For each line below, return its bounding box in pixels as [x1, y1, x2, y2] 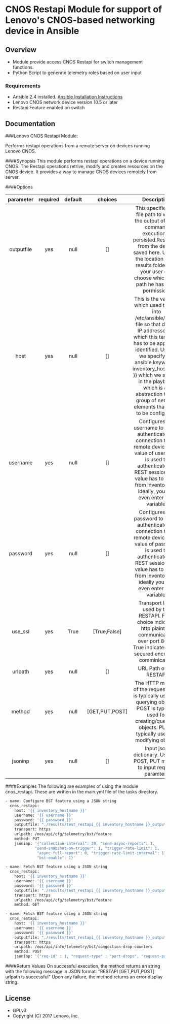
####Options [5, 184, 33, 190]
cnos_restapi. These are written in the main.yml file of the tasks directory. [5, 789, 158, 795]
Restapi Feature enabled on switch [12, 105, 85, 111]
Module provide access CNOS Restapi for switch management [12, 59, 143, 65]
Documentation [5, 119, 56, 128]
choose [134, 274, 152, 281]
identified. [135, 346, 159, 354]
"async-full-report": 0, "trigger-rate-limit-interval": [37, 850, 159, 855]
